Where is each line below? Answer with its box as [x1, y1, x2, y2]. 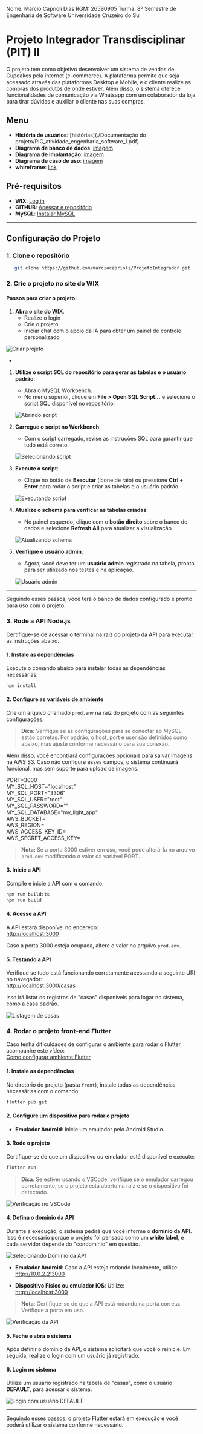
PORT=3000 [6, 776, 37, 783]
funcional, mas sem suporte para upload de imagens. [6, 765, 139, 772]
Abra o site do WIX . [14, 308, 65, 315]
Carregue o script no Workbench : [14, 423, 101, 430]
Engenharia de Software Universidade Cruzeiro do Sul [6, 12, 141, 19]
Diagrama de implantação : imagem [14, 151, 104, 158]
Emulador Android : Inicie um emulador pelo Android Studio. [14, 1125, 165, 1133]
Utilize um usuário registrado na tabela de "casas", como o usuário [6, 1380, 173, 1387]
